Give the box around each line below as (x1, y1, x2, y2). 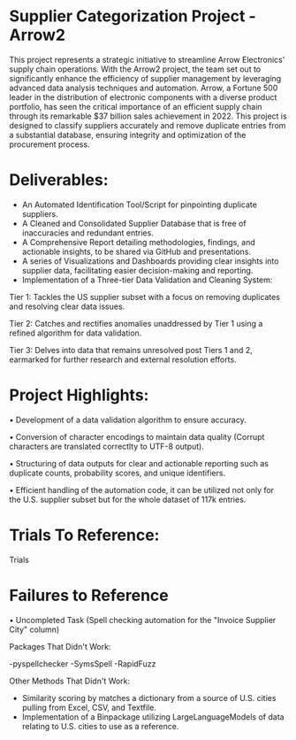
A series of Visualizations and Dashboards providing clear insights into (21, 255, 279, 266)
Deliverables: (9, 170, 109, 190)
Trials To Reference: (9, 525, 160, 545)
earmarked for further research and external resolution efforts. (9, 354, 237, 365)
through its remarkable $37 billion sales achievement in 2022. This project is (9, 111, 287, 121)
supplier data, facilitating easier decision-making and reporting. (21, 265, 254, 275)
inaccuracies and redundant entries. (21, 227, 155, 238)
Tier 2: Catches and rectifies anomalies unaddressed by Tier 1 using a (9, 318, 263, 328)
